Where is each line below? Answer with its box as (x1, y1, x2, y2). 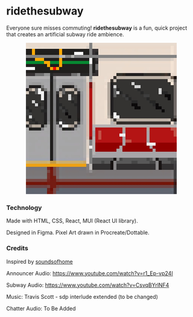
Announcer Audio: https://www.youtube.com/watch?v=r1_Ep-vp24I (6, 269, 173, 276)
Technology (6, 203, 42, 212)
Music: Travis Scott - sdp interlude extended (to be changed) (6, 293, 159, 300)
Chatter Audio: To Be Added (6, 304, 77, 312)
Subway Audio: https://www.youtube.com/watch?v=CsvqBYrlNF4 (6, 281, 169, 289)
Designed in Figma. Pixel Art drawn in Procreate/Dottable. (6, 229, 150, 237)
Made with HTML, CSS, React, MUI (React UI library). (6, 217, 138, 224)
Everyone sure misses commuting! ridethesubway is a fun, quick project (6, 24, 188, 31)
